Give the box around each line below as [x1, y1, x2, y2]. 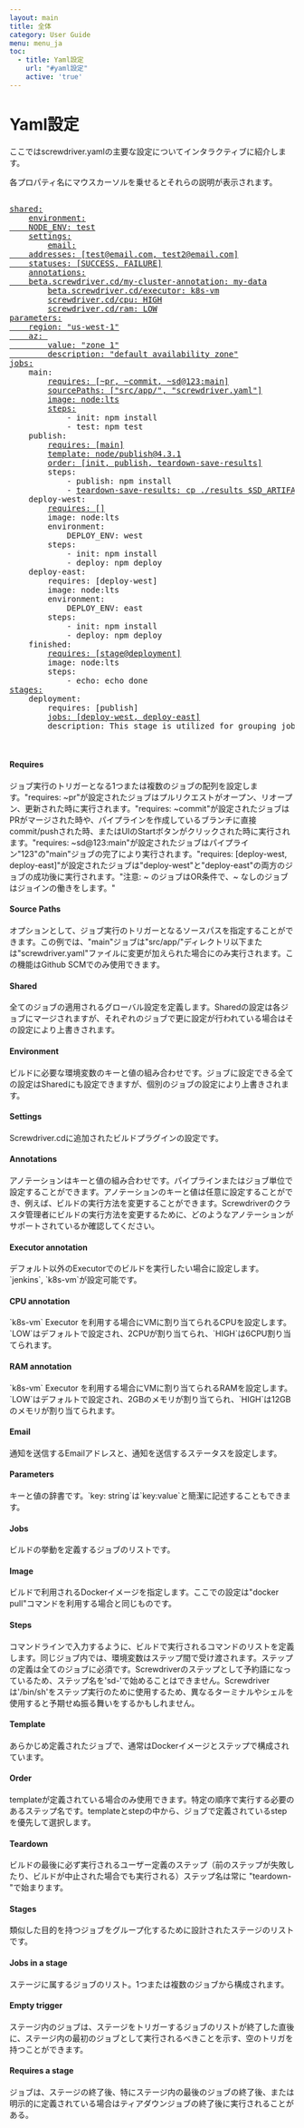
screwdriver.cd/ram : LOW [47, 303, 158, 314]
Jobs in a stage [9, 1957, 68, 1968]
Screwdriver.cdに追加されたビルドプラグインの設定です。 [9, 1132, 223, 1143]
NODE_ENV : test [28, 221, 96, 232]
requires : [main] [47, 439, 125, 450]
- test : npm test [66, 421, 144, 432]
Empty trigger [9, 2000, 63, 2011]
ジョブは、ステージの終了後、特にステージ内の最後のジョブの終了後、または [9, 2086, 295, 2097]
